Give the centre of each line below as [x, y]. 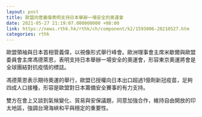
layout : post [23, 12]
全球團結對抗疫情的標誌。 [38, 68]
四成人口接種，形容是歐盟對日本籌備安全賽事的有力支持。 [77, 87]
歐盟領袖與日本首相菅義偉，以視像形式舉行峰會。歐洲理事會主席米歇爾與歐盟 [101, 52]
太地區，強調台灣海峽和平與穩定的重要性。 [59, 108]
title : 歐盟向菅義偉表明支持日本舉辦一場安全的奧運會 [65, 17]
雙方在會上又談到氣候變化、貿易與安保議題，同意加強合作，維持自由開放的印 [101, 101]
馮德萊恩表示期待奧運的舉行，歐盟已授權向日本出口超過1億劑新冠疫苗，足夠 [99, 80]
